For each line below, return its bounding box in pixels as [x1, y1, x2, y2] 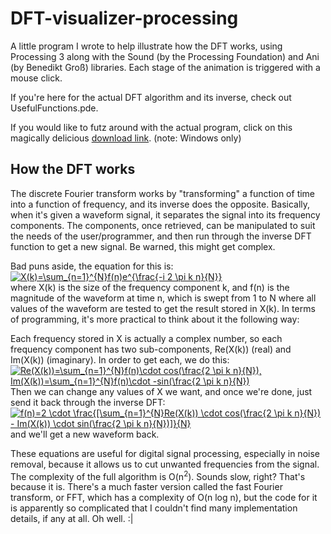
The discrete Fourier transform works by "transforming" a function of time [10, 187, 316, 199]
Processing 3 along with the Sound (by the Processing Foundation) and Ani [10, 50, 320, 62]
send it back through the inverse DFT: [10, 396, 166, 408]
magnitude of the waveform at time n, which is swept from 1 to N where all [10, 292, 317, 304]
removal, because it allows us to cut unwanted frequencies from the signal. [10, 458, 320, 470]
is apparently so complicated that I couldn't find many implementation [10, 502, 298, 514]
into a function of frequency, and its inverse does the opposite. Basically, [10, 198, 311, 210]
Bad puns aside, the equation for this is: [10, 260, 174, 272]
